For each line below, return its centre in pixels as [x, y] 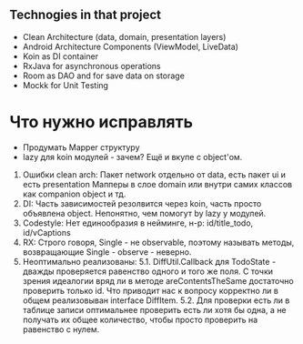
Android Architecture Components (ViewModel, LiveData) [131, 46]
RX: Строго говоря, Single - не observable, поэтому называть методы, [158, 242]
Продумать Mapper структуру [81, 147]
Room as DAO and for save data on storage [103, 76]
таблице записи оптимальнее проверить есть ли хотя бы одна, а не [154, 309]
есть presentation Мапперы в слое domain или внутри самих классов [157, 184]
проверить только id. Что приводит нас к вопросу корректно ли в [151, 290]
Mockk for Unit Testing [66, 85]
